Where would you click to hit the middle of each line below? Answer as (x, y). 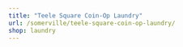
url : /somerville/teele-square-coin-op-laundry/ (92, 23)
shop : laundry (32, 30)
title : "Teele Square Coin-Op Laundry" (76, 16)
